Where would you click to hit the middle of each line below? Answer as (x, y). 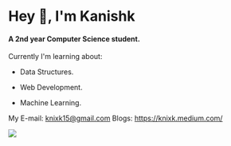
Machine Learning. (51, 103)
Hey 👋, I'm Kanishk (72, 16)
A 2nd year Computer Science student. (74, 38)
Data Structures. (47, 72)
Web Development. (51, 88)
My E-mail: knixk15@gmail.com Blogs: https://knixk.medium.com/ (115, 118)
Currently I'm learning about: (55, 57)
